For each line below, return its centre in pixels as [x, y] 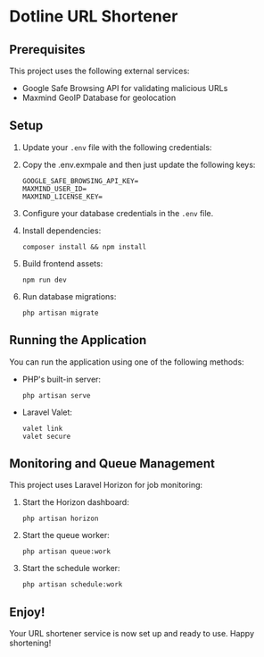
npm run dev [44, 280]
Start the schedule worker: [71, 569]
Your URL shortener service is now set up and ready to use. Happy [132, 634]
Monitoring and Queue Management [112, 463]
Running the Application [78, 340]
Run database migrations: [69, 296]
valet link [42, 428]
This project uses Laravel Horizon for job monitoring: [106, 485]
